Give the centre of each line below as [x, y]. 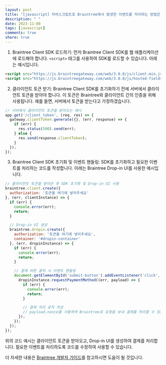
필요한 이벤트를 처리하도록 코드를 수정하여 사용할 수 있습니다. [74, 347]
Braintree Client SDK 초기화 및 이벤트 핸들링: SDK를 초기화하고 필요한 [80, 162]
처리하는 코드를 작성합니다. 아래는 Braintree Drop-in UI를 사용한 [83, 168]
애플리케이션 [147, 52]
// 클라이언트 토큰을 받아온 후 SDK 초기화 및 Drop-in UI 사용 [62, 184]
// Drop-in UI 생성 [29, 225]
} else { [23, 133]
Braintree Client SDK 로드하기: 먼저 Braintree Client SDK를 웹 [73, 52]
